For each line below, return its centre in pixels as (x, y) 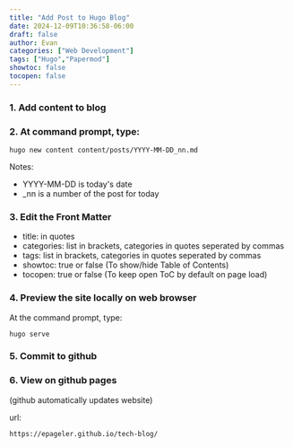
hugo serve (30, 334)
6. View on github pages (63, 381)
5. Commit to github (53, 356)
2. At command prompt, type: (75, 131)
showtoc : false (38, 68)
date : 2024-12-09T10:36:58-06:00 (72, 26)
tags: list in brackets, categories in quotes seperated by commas (142, 256)
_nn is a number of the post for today (90, 193)
